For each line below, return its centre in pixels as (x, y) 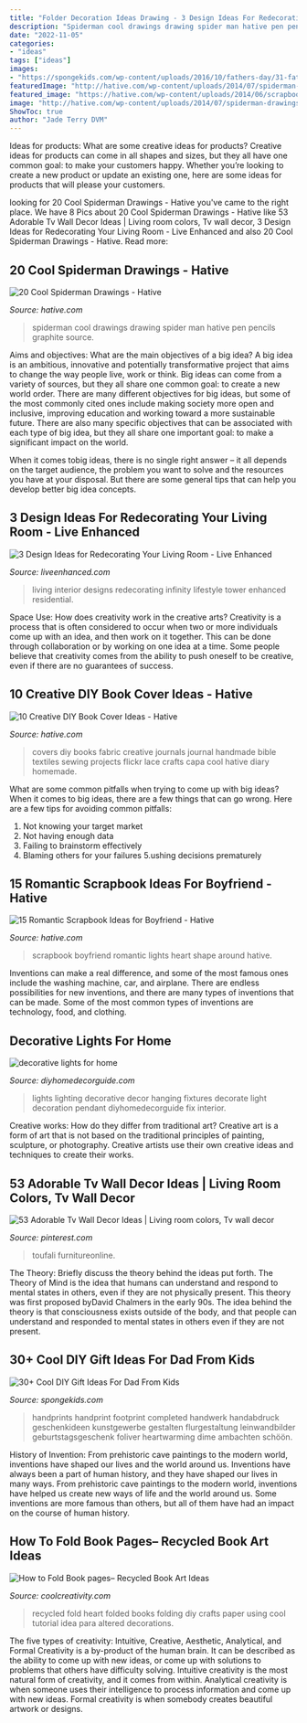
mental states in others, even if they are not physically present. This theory (150, 1292)
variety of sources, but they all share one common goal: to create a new (145, 384)
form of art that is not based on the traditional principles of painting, (137, 1135)
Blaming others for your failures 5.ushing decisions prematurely (142, 855)
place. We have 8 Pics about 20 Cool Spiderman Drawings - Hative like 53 (149, 212)
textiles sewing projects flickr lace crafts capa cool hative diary (150, 761)
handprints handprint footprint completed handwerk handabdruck (156, 1417)
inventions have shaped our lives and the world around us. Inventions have (150, 1464)
